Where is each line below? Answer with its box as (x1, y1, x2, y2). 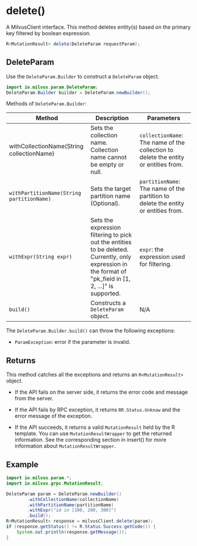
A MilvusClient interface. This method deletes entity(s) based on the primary (6, 23, 191, 30)
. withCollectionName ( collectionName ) (27, 496, 119, 502)
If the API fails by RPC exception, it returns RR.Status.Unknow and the (14, 406, 181, 414)
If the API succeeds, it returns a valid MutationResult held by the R (14, 424, 175, 431)
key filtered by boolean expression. (6, 29, 91, 36)
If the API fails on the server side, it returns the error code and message (14, 388, 188, 396)
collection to (140, 146, 174, 154)
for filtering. (140, 260, 172, 268)
